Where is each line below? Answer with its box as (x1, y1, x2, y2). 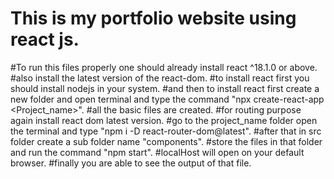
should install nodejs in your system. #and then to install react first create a (10, 82, 320, 94)
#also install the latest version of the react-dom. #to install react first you (10, 72, 310, 84)
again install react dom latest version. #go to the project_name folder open (10, 114, 318, 126)
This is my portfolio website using (10, 7, 297, 30)
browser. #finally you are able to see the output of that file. (10, 157, 252, 169)
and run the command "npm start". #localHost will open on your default (10, 146, 305, 158)
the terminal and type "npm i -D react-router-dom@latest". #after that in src (10, 125, 322, 137)
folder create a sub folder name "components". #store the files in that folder (10, 135, 323, 147)
